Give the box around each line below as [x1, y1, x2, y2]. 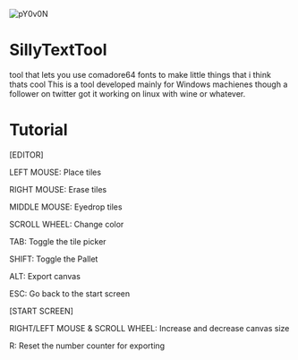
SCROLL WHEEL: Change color [9, 219, 124, 229]
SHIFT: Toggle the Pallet [9, 253, 98, 264]
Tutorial [9, 120, 69, 141]
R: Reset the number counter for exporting [9, 340, 166, 351]
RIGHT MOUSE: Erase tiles [9, 184, 107, 194]
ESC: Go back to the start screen [9, 287, 131, 299]
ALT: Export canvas [9, 270, 81, 281]
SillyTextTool [9, 40, 107, 60]
